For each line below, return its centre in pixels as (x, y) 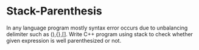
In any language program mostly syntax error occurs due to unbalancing (97, 28)
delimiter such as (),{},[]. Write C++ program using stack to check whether (100, 34)
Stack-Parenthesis (54, 11)
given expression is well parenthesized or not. (64, 40)
